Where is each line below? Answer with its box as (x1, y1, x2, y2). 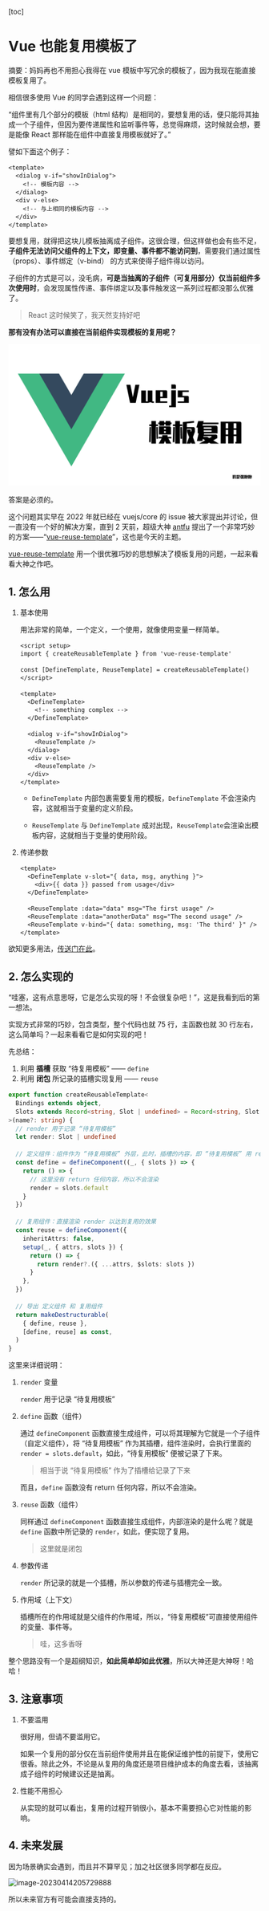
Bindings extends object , (15, 1099, 102, 1107)
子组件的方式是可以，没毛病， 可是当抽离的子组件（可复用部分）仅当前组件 (8, 273, 254, 283)
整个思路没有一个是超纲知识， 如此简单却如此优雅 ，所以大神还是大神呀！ (8, 1657, 247, 1666)
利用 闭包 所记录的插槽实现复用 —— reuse (19, 1074, 159, 1084)
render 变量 (19, 1377, 58, 1387)
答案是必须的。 (8, 495, 58, 505)
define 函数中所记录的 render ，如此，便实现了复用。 (19, 1527, 194, 1536)
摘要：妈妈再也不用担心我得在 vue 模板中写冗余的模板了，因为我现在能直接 (8, 65, 256, 75)
